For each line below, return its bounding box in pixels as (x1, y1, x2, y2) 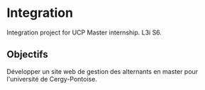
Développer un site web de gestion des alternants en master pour (6, 67, 199, 75)
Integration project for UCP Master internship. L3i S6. (6, 28, 162, 37)
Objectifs (6, 49, 49, 60)
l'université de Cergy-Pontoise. (6, 75, 97, 83)
